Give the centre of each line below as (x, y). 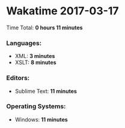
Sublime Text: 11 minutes (46, 91)
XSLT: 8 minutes (35, 63)
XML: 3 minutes (35, 56)
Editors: (18, 78)
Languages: (24, 43)
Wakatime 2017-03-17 (62, 11)
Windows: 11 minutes (41, 119)
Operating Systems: (36, 106)
